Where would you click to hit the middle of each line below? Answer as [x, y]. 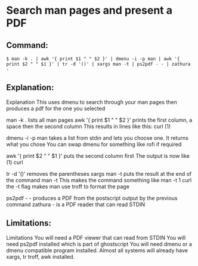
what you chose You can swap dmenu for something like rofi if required [94, 144]
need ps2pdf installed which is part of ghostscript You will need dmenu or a [99, 244]
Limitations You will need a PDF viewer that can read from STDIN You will [96, 237]
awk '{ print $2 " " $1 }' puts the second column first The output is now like [98, 155]
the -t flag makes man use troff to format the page [68, 186]
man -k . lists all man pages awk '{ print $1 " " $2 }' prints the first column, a [99, 120]
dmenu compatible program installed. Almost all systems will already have [97, 250]
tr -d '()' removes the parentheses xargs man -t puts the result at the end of [99, 173]
